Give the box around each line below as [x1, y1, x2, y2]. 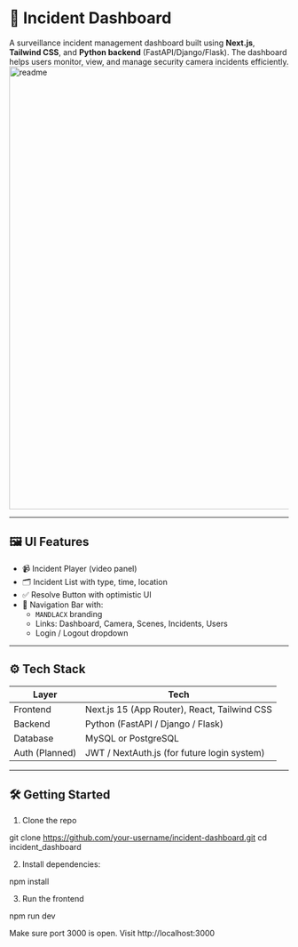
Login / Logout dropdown [35, 627, 129, 638]
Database [13, 732, 54, 744]
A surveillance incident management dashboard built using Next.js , [9, 37, 255, 48]
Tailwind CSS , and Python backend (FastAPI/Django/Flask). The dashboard [9, 46, 287, 57]
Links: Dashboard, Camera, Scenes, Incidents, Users [35, 618, 228, 629]
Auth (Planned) [13, 746, 77, 758]
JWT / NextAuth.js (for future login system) [85, 746, 265, 758]
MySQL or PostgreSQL [85, 732, 180, 744]
